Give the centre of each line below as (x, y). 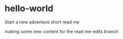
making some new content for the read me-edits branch (61, 31)
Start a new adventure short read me (42, 22)
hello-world (29, 9)
